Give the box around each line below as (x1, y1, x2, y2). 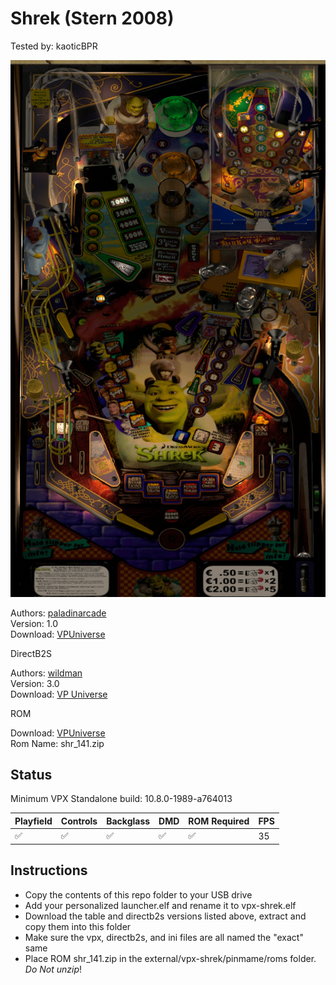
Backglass (106, 815, 151, 827)
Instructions (10, 862, 88, 879)
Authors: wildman (10, 667, 83, 679)
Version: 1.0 (10, 617, 59, 629)
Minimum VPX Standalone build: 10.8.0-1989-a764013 (10, 793, 233, 805)
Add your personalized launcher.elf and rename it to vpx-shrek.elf (24, 899, 297, 911)
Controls (60, 815, 98, 827)
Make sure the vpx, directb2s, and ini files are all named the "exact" (24, 931, 304, 943)
